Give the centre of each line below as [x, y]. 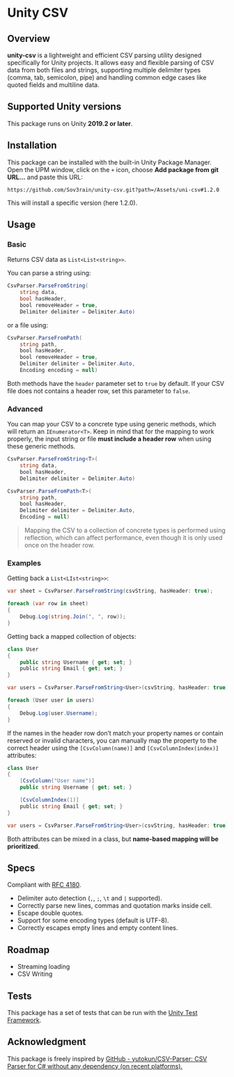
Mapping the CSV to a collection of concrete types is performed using [125, 530]
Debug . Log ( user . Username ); [59, 713]
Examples [24, 564]
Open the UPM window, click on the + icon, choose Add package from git [113, 169]
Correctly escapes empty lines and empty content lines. [97, 928]
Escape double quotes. [50, 913]
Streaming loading [44, 967]
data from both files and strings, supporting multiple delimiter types [104, 70]
